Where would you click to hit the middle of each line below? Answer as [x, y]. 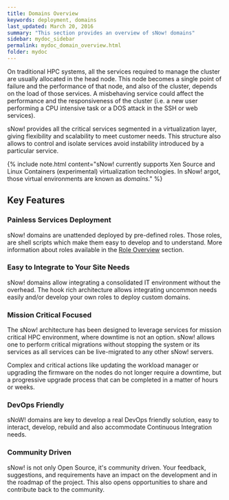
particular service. [33, 150]
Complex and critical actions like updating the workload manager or [103, 365]
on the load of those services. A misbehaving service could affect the [106, 93]
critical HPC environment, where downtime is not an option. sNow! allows [111, 337]
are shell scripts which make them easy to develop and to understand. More [115, 242]
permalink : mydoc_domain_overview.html [64, 45]
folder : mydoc [28, 52]
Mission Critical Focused [50, 315]
